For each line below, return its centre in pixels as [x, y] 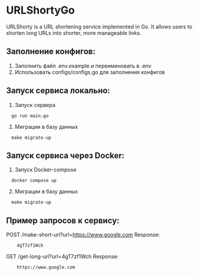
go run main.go [30, 116]
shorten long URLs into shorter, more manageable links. [74, 33]
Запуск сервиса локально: [58, 91]
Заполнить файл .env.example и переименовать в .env [83, 66]
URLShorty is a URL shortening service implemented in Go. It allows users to [99, 27]
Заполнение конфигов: [51, 52]
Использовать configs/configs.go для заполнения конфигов [90, 72]
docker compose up [34, 181]
